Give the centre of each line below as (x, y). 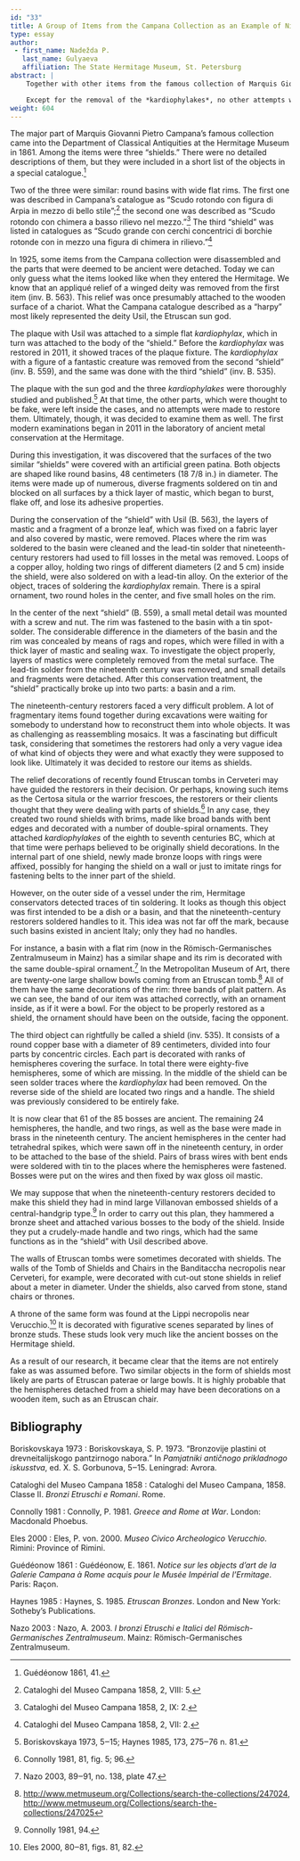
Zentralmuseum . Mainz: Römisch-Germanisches (154, 1637)
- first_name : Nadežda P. (62, 51)
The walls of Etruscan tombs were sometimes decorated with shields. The (146, 1259)
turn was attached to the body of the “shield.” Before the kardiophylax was (147, 343)
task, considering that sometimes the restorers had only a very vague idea (146, 743)
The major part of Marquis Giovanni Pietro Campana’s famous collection (142, 134)
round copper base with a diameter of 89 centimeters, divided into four (140, 1044)
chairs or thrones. (42, 1297)
